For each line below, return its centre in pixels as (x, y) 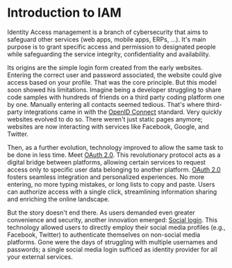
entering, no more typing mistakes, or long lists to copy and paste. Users (111, 184)
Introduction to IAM (64, 13)
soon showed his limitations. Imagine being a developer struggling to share (114, 90)
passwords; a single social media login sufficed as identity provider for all (112, 249)
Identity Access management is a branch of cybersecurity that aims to (108, 32)
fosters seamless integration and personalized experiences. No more (106, 177)
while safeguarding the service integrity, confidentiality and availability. (109, 54)
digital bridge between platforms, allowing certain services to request (107, 162)
